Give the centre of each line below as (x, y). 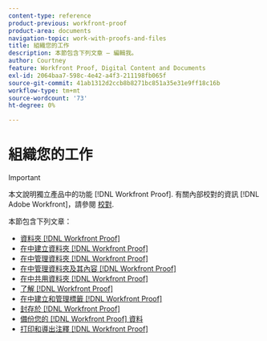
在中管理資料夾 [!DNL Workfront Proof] (84, 259)
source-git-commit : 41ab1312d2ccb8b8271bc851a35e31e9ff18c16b (114, 83)
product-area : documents (50, 31)
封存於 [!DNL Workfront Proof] (70, 309)
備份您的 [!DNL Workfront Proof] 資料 (81, 319)
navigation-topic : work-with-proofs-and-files (87, 38)
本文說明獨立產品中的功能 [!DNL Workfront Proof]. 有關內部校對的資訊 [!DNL (134, 195)
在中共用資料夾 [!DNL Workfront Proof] (84, 279)
